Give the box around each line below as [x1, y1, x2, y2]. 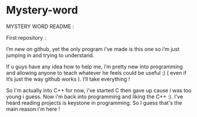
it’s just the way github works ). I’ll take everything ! [6, 75, 131, 82]
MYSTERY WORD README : [6, 23, 75, 30]
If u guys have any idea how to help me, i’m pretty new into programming [6, 63, 183, 70]
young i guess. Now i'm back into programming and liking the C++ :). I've [6, 93, 183, 100]
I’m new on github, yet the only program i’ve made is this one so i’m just [6, 45, 180, 53]
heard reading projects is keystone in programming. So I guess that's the [6, 99, 182, 106]
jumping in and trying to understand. [6, 51, 95, 58]
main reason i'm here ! [6, 105, 61, 112]
